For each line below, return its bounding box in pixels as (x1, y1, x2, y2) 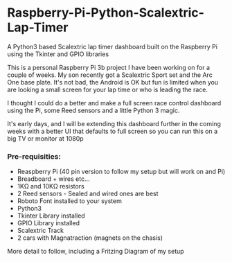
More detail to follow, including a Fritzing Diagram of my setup (7, 247, 185, 256)
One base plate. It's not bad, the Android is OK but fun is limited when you (7, 78, 219, 86)
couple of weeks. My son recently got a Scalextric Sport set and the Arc (7, 71, 213, 79)
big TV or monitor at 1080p (7, 134, 84, 143)
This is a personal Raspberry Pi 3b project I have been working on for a (7, 63, 210, 71)
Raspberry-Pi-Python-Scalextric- (7, 5, 204, 21)
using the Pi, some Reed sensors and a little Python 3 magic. (7, 106, 180, 114)
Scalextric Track (17, 227, 64, 235)
